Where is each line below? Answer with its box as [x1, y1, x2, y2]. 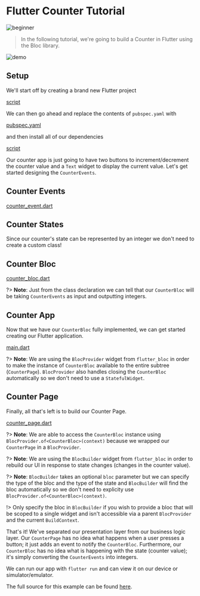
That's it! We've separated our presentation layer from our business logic [6, 528, 186, 535]
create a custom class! [6, 242, 62, 249]
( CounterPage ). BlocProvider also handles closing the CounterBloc [6, 368, 167, 375]
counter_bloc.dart [6, 275, 50, 282]
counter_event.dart [6, 202, 53, 209]
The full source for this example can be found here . [6, 583, 133, 590]
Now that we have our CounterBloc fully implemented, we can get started [6, 326, 186, 333]
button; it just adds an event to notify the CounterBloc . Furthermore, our [6, 540, 181, 548]
